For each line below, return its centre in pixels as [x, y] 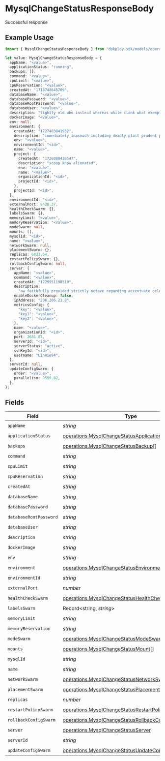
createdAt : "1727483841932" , [44, 131]
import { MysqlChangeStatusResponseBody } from [55, 49]
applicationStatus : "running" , [41, 67]
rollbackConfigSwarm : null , [38, 264]
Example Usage [29, 38]
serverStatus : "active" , [39, 346]
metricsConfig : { [32, 305]
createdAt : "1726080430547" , [48, 158]
